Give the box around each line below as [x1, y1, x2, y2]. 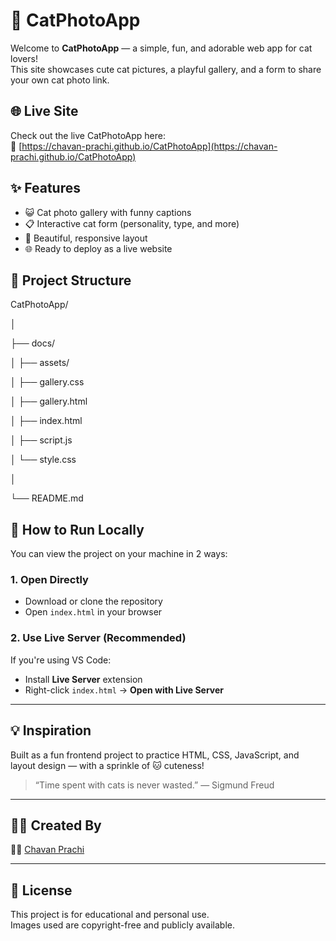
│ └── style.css [10, 454, 77, 466]
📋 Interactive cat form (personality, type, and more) [24, 217, 240, 229]
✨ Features [10, 180, 81, 197]
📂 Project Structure [10, 272, 132, 289]
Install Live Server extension [24, 673, 143, 685]
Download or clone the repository [24, 595, 163, 608]
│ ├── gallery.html [10, 395, 88, 408]
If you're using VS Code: [10, 654, 112, 666]
